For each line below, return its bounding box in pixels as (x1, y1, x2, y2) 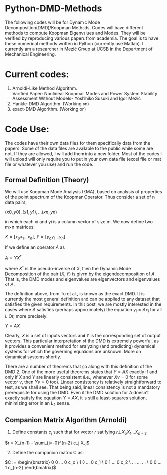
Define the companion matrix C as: (12, 449, 83, 455)
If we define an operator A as (5, 244, 65, 250)
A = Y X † (5, 254, 22, 261)
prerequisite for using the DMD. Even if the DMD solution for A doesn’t (5, 389, 149, 395)
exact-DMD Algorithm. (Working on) (12, 106, 86, 112)
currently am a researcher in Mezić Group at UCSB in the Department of (5, 46, 153, 52)
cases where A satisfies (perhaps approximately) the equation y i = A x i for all (5, 306, 162, 314)
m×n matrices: (5, 224, 35, 230)
